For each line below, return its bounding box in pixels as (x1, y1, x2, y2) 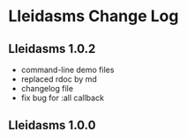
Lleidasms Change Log (8, 6, 179, 26)
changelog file (20, 84, 74, 93)
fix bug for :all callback (20, 92, 105, 103)
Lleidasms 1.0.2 (8, 41, 96, 56)
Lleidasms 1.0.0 (8, 118, 96, 133)
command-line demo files (20, 64, 115, 75)
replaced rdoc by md (20, 74, 98, 84)
